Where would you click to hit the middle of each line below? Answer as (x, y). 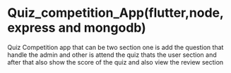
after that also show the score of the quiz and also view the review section (115, 62)
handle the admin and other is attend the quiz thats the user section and (112, 55)
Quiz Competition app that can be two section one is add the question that (115, 47)
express (31, 28)
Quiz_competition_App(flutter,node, (116, 13)
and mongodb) (102, 28)
